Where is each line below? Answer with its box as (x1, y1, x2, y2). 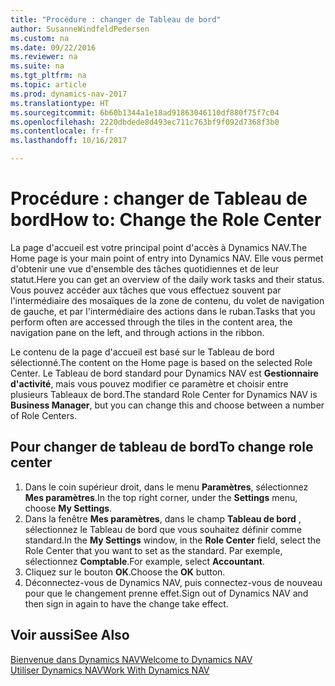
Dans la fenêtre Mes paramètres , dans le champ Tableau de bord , (24, 512, 302, 525)
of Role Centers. (10, 409, 78, 421)
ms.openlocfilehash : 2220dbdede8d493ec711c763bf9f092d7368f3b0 (10, 117, 280, 127)
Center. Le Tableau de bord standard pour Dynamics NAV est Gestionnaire (10, 367, 319, 379)
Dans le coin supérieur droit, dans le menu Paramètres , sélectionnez (24, 481, 309, 493)
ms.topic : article (10, 80, 87, 90)
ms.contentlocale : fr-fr (10, 126, 114, 136)
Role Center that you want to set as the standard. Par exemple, (24, 544, 283, 556)
